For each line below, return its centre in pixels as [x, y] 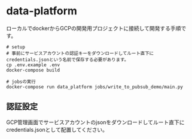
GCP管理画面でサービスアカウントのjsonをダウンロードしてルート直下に [95, 122]
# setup [16, 47]
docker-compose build [33, 70]
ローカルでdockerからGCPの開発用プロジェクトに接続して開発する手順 [94, 28]
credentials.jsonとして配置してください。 [57, 129]
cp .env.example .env [33, 65]
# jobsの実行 [21, 82]
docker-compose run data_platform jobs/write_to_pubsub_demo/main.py [95, 87]
